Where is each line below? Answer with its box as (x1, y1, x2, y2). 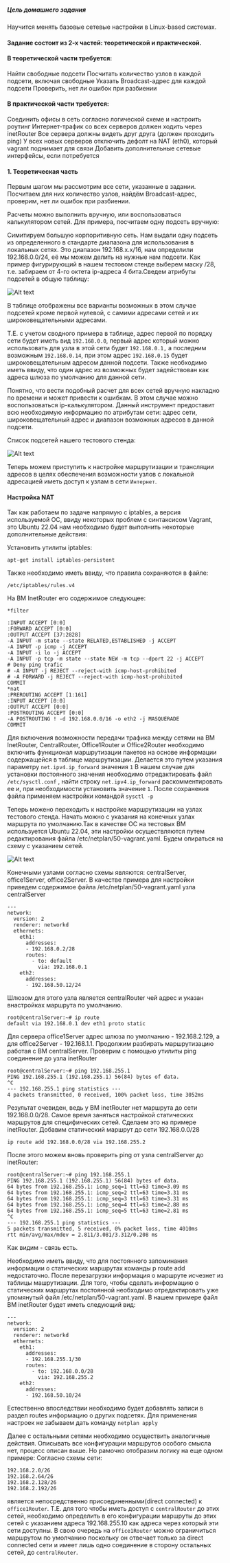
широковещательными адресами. (7, 316, 108, 324)
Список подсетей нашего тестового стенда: (7, 436, 136, 444)
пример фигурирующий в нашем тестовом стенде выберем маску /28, (7, 260, 216, 269)
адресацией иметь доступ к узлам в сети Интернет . (7, 477, 157, 486)
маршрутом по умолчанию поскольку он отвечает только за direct (7, 1533, 204, 1542)
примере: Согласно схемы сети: (7, 1454, 103, 1462)
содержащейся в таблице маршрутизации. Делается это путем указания (7, 755, 222, 764)
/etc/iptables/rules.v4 (7, 582, 76, 589)
